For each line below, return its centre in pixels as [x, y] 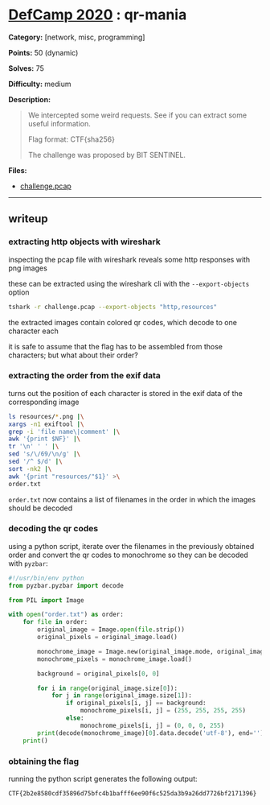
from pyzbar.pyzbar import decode [66, 585]
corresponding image [44, 402]
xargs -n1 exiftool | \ [46, 424]
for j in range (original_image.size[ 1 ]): [122, 696]
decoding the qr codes [53, 529]
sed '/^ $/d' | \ [35, 462]
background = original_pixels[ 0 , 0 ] [98, 674]
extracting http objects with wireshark [84, 242]
